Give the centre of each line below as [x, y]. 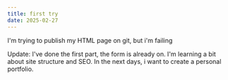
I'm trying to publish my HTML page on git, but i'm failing [90, 40]
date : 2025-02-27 [33, 20]
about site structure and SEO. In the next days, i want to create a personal [114, 61]
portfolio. [20, 69]
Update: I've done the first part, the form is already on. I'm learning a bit [112, 54]
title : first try [33, 14]
